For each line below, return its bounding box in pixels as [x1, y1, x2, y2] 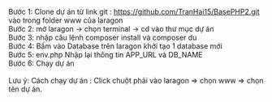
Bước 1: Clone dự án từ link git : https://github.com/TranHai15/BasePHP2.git [8, 7, 260, 16]
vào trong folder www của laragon [8, 15, 123, 25]
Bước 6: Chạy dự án [8, 58, 75, 68]
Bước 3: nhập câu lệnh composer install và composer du [8, 32, 197, 42]
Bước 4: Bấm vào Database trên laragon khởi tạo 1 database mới [8, 41, 223, 51]
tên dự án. [8, 84, 43, 94]
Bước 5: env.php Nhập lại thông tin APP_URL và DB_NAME [8, 50, 203, 59]
